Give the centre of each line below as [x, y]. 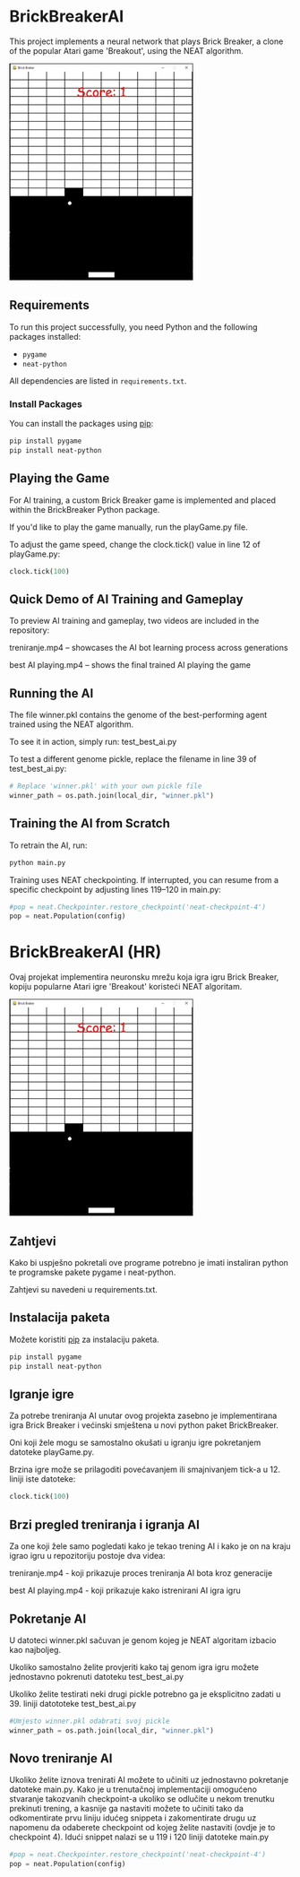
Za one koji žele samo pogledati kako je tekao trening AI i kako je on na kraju [150, 1546]
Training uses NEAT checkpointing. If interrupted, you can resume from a [144, 879]
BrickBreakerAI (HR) [86, 952]
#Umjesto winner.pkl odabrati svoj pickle [90, 1721]
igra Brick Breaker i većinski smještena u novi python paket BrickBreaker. [144, 1425]
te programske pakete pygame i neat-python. [93, 1272]
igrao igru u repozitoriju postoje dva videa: [87, 1556]
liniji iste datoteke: [43, 1479]
